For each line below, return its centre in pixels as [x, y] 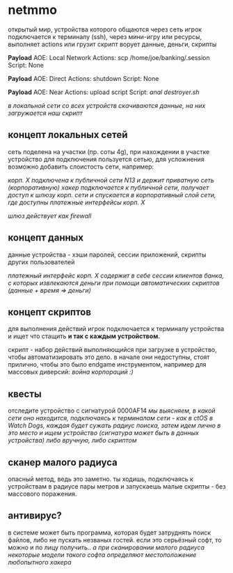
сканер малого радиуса [63, 462]
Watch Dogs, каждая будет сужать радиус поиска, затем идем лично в [114, 426]
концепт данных [46, 238]
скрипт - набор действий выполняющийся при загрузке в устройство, [113, 350]
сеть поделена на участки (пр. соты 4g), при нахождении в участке [109, 151]
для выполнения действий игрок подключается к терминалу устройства [116, 329]
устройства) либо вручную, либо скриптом [72, 441]
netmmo [33, 10]
